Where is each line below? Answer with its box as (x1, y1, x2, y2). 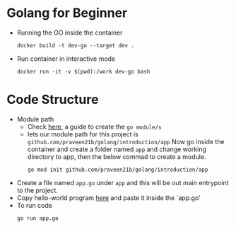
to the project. (16, 186, 58, 194)
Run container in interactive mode (16, 54, 116, 63)
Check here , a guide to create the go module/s (27, 122, 162, 131)
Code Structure (6, 92, 99, 107)
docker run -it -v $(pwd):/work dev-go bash (16, 68, 151, 75)
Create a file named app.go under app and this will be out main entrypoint (16, 178, 229, 187)
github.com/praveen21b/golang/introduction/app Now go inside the (27, 137, 225, 146)
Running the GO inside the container (16, 28, 123, 37)
